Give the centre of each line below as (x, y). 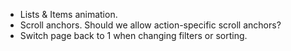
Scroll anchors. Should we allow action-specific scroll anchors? (150, 25)
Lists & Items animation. (68, 14)
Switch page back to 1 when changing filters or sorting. (133, 35)
